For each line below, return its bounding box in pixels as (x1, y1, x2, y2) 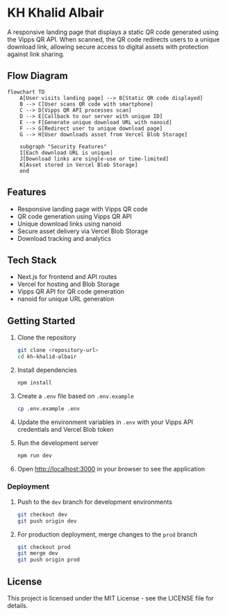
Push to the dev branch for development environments (17, 498, 172, 506)
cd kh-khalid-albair (17, 353, 77, 360)
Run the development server (17, 439, 99, 447)
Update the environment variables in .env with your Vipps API (17, 418, 194, 426)
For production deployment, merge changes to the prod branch (17, 530, 198, 539)
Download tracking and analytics (17, 234, 112, 242)
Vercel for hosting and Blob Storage (17, 280, 120, 289)
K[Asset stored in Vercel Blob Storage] (19, 161, 138, 168)
